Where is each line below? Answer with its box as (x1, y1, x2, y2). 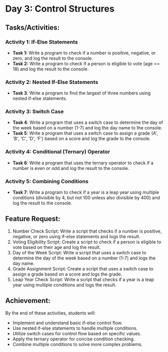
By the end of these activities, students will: (5, 310, 96, 316)
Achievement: (5, 296, 50, 305)
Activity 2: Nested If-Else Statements (5, 78, 98, 85)
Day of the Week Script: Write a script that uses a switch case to (12, 249, 146, 255)
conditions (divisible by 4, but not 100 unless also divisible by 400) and (12, 195, 160, 201)
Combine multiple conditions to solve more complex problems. (12, 341, 143, 347)
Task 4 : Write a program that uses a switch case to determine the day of (12, 119, 163, 125)
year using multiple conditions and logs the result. (12, 282, 117, 288)
